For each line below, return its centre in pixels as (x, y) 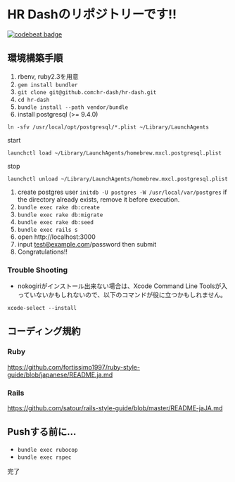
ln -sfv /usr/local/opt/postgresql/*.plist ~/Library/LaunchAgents (108, 127)
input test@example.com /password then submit (87, 244)
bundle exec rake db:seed (55, 222)
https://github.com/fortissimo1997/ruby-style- (74, 367)
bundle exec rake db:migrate (60, 215)
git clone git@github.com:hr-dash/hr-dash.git (87, 92)
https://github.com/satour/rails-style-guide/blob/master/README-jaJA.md (115, 408)
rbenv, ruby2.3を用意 (48, 76)
